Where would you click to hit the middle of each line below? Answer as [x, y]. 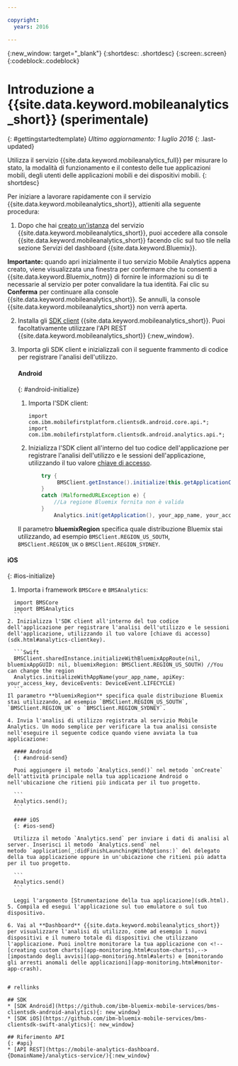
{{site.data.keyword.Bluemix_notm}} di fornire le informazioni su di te [108, 277]
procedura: [24, 212]
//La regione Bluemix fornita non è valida [119, 502]
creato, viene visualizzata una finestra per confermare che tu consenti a [112, 270]
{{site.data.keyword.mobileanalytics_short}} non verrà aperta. [97, 307]
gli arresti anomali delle [47, 962]
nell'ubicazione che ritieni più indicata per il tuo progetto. [104, 782]
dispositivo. [27, 913]
